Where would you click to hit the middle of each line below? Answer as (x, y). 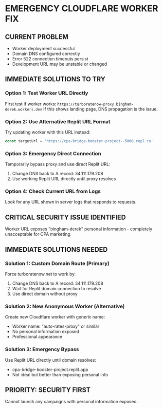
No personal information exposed (45, 332)
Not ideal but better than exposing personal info (60, 374)
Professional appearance (37, 337)
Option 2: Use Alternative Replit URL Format (58, 121)
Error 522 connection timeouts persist (50, 59)
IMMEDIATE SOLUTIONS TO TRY (55, 79)
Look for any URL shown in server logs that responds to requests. (71, 202)
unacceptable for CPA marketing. (38, 234)
